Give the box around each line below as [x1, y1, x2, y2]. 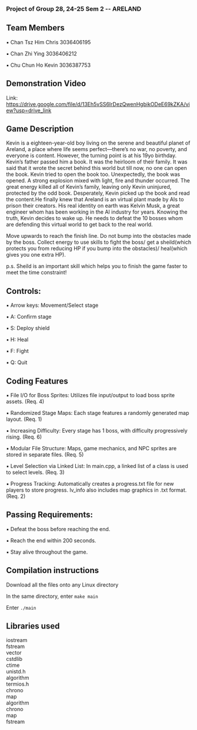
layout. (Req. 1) [6, 415, 42, 423]
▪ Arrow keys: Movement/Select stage [6, 302, 99, 309]
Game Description [6, 123, 74, 134]
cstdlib [6, 656, 22, 663]
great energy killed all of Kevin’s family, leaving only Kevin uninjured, [6, 184, 172, 191]
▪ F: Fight [6, 348, 29, 355]
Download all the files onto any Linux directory [6, 581, 119, 588]
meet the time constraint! [6, 269, 67, 276]
